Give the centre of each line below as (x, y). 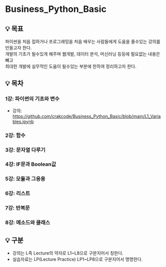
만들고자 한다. (19, 48)
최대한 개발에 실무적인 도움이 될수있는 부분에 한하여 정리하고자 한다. (71, 66)
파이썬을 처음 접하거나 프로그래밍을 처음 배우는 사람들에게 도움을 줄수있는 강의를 (83, 41)
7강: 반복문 (18, 208)
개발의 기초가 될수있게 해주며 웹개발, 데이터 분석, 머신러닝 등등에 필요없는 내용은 (83, 54)
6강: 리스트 (18, 194)
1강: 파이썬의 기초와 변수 (32, 99)
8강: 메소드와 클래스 (28, 223)
